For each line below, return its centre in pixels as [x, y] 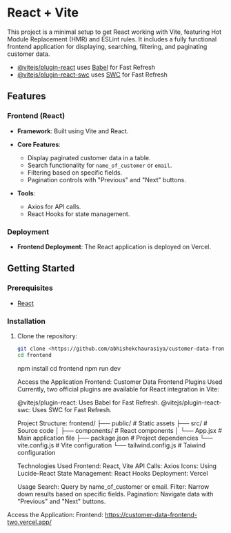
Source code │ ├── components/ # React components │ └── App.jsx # [120, 430]
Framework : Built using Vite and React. [73, 131]
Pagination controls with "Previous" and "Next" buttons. [107, 180]
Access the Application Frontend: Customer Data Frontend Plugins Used [120, 382]
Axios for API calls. [54, 206]
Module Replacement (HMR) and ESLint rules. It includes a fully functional [112, 39]
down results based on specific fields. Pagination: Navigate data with [115, 494]
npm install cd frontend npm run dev [69, 368]
